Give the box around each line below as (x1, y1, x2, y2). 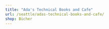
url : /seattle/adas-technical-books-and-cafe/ (5, 12, 104, 17)
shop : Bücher (5, 16, 33, 21)
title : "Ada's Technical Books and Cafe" (5, 7, 93, 12)
